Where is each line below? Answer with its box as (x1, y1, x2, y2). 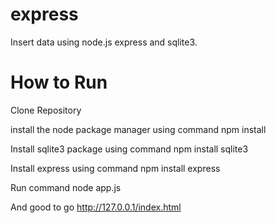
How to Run (10, 71, 108, 94)
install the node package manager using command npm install (10, 123, 267, 135)
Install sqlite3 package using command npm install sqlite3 (10, 143, 249, 155)
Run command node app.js (10, 181, 122, 193)
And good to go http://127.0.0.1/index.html (10, 201, 182, 213)
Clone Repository (10, 104, 82, 116)
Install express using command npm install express (10, 162, 221, 174)
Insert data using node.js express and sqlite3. (10, 36, 198, 48)
